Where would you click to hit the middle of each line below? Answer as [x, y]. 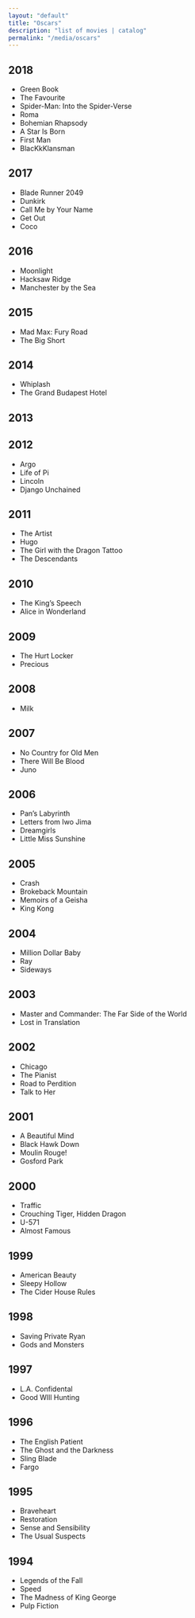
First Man [35, 140]
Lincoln [32, 481]
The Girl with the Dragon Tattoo [71, 551]
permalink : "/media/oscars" [55, 38]
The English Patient [51, 1441]
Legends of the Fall [51, 1581]
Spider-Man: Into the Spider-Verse [76, 106]
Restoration [38, 1519]
